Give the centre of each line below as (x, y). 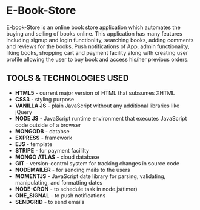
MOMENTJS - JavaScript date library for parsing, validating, (90, 176)
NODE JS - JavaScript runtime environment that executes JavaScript (101, 118)
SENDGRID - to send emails (50, 202)
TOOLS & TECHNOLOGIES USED (68, 78)
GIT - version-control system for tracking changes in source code (97, 163)
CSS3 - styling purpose (45, 99)
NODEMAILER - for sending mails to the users (72, 170)
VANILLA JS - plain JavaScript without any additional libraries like (97, 106)
